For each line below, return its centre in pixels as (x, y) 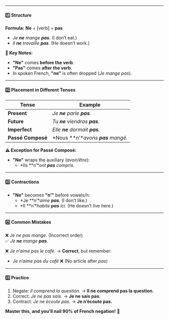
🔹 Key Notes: (19, 53)
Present (17, 114)
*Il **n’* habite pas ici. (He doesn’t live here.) (67, 205)
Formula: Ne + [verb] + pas (34, 28)
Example (90, 105)
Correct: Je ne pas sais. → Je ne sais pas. (57, 296)
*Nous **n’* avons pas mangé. (90, 138)
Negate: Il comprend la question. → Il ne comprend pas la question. (83, 291)
